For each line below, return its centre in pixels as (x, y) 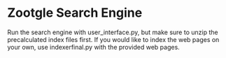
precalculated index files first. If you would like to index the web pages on (113, 39)
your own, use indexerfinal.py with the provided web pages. (93, 47)
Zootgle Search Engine (75, 13)
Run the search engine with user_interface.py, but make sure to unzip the (113, 32)
